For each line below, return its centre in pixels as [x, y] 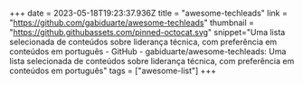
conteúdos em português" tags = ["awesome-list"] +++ [113, 71]
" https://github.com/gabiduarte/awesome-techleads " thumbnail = [132, 23]
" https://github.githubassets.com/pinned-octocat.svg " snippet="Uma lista [147, 32]
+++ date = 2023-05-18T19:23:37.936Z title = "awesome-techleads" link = [148, 13]
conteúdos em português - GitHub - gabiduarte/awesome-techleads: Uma [148, 52]
